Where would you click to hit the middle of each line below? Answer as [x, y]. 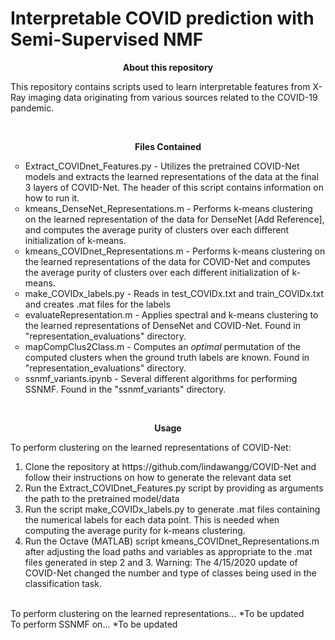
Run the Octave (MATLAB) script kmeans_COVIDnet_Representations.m [172, 541]
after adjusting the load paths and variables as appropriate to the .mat [168, 551]
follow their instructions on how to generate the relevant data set [158, 477]
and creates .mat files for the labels [97, 304]
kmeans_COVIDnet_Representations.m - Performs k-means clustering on [175, 251]
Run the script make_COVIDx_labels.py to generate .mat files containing [172, 509]
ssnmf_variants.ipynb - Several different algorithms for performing [161, 378]
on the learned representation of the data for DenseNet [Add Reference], [174, 219]
